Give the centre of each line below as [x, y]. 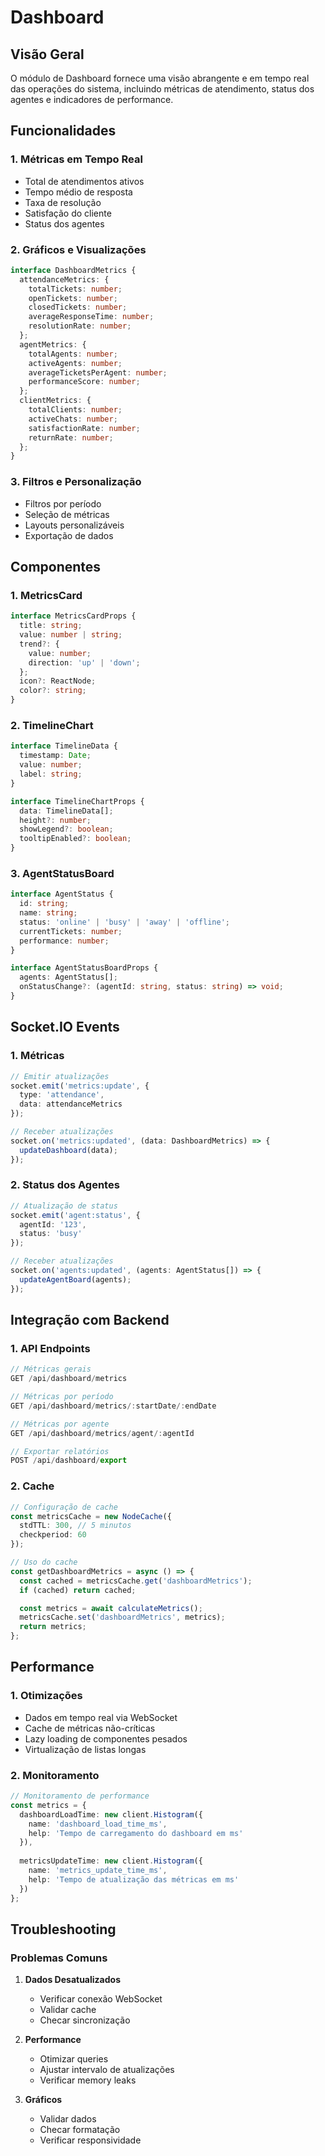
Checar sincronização [85, 2020]
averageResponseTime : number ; [91, 317]
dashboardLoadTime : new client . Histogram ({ [111, 1814]
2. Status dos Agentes [65, 1185]
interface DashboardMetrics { [73, 270]
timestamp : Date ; [55, 756]
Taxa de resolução [63, 202]
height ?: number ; [55, 820]
